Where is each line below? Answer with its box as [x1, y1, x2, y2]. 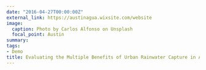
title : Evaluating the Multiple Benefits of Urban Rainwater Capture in [6, 54, 196, 60]
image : [6, 20, 23, 26]
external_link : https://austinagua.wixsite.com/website [6, 15, 152, 21]
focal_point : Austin [12, 32, 64, 38]
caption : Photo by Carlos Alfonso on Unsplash [12, 26, 133, 32]
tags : [6, 43, 20, 49]
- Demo [6, 49, 23, 55]
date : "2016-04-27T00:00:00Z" [6, 9, 84, 15]
